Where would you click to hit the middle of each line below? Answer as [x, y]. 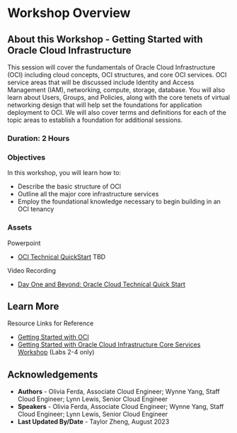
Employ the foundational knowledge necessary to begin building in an [119, 202]
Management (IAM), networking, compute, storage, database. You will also [116, 90]
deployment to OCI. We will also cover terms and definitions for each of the [117, 112]
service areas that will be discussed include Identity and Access [101, 82]
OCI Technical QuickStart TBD [62, 257]
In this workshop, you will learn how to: [64, 173]
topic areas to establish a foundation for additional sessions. [95, 120]
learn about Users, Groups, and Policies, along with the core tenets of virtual [118, 97]
